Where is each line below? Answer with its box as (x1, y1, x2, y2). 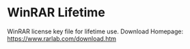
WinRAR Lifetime (7, 5, 106, 20)
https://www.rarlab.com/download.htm (7, 34, 117, 42)
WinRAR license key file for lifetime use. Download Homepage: (7, 27, 183, 35)
